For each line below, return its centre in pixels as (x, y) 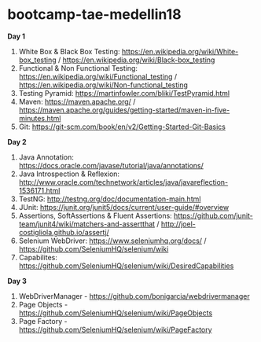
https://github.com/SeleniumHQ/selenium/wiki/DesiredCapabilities (126, 266)
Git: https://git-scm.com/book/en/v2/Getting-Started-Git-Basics (122, 127)
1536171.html (39, 190)
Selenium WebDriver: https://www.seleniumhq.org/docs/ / (112, 241)
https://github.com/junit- (213, 215)
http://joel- (178, 224)
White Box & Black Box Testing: (69, 51)
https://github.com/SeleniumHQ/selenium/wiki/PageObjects (116, 313)
